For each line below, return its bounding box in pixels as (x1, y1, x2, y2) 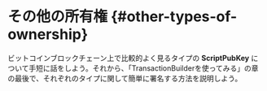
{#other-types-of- (110, 7, 238, 26)
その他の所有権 (7, 7, 108, 26)
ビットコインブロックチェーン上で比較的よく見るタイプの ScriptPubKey (7, 53, 250, 63)
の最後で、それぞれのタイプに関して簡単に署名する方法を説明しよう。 (7, 73, 243, 83)
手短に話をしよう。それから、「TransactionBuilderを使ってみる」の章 (28, 63, 259, 73)
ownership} (7, 25, 89, 44)
